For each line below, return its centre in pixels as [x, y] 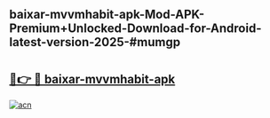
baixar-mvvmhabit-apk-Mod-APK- [107, 15]
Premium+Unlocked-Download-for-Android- [135, 29]
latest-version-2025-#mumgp [95, 42]
